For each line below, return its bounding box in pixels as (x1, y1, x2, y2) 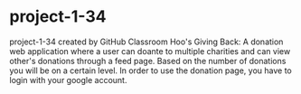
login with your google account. (9, 74, 127, 85)
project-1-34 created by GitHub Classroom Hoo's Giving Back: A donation (9, 36, 284, 47)
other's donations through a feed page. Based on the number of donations (9, 55, 287, 66)
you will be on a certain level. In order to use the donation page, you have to (9, 65, 292, 76)
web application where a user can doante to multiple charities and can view (9, 45, 291, 56)
